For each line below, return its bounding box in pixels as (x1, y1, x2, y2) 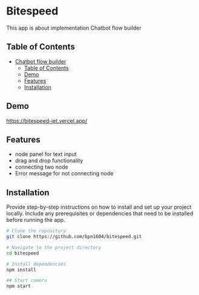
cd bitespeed (6, 250, 39, 256)
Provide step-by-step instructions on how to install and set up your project (6, 204, 192, 211)
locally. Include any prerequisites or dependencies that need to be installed (6, 210, 194, 217)
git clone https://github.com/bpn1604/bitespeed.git (6, 234, 142, 240)
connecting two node (15, 163, 68, 170)
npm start (6, 283, 31, 290)
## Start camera (6, 277, 47, 284)
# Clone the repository (6, 228, 67, 234)
